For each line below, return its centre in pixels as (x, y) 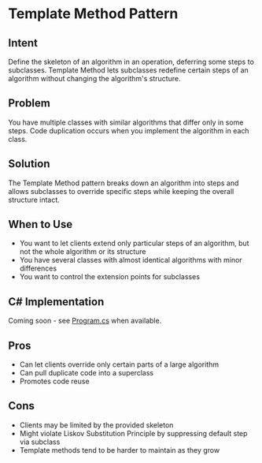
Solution (29, 164)
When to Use (41, 224)
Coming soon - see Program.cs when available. (85, 321)
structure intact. (34, 200)
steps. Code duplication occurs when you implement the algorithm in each (129, 130)
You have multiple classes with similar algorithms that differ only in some (126, 122)
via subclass (40, 442)
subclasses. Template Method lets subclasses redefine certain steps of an (129, 70)
